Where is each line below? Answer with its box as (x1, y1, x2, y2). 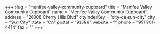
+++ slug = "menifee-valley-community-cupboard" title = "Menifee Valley (5, 4, 152, 10)
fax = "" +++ (18, 24, 44, 30)
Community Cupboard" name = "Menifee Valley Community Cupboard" (5, 9, 147, 15)
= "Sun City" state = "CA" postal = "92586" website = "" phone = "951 (5, 19, 145, 25)
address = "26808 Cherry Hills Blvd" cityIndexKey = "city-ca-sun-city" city (5, 14, 155, 20)
